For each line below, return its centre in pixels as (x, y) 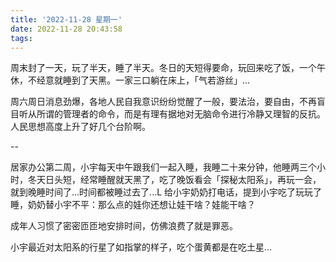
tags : (21, 38)
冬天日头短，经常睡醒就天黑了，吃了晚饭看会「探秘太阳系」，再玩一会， (174, 180)
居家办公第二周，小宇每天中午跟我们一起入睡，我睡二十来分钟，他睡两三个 (163, 167)
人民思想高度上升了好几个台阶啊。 (80, 127)
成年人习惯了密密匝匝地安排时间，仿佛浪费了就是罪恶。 (124, 226)
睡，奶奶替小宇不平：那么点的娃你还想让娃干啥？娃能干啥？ (133, 205)
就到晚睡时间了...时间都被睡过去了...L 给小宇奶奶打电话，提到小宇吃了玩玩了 (166, 192)
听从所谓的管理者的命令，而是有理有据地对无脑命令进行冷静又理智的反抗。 (172, 114)
